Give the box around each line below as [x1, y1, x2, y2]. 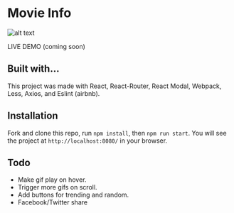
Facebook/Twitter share [17, 198, 87, 207]
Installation [7, 110, 58, 122]
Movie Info [7, 5, 72, 21]
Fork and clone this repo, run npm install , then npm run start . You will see [7, 129, 227, 137]
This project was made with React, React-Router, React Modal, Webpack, [7, 82, 222, 90]
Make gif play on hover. [17, 175, 87, 184]
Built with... [7, 62, 60, 75]
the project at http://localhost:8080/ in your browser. [7, 136, 168, 145]
